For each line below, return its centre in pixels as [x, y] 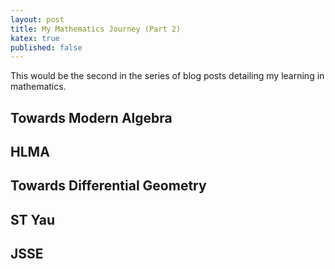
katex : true [35, 38]
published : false [46, 47]
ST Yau [33, 219]
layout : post [37, 19]
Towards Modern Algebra [91, 117]
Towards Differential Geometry [108, 186]
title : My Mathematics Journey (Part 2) [96, 29]
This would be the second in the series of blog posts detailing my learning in [167, 76]
